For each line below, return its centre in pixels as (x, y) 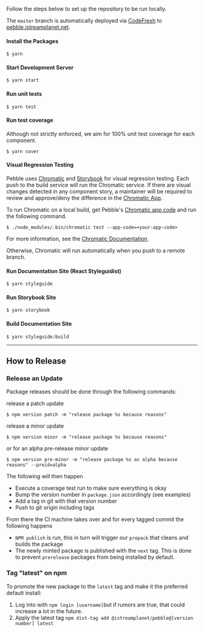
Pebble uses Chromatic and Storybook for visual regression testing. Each (98, 179)
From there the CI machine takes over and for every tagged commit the (95, 519)
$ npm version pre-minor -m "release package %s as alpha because (92, 460)
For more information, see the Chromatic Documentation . (78, 239)
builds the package (39, 544)
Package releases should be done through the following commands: (92, 392)
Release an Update (35, 378)
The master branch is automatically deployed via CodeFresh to (84, 20)
